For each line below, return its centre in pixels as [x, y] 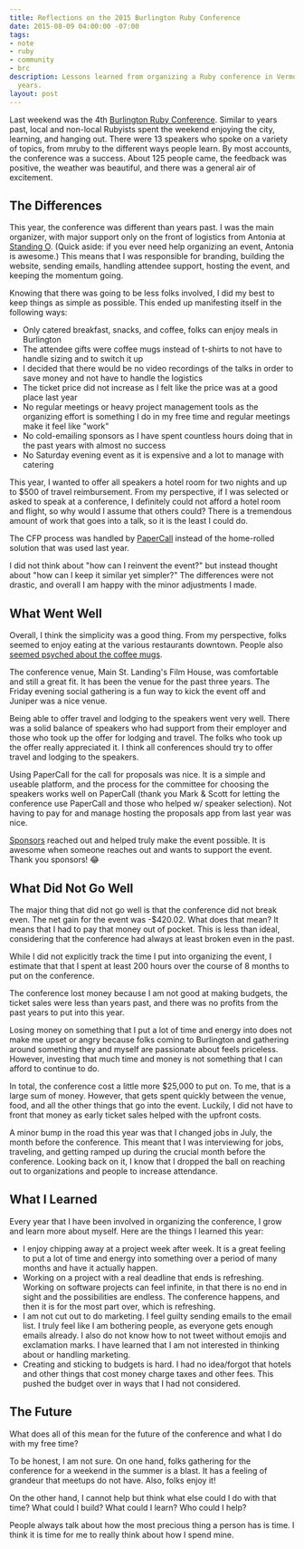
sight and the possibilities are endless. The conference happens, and [151, 1296]
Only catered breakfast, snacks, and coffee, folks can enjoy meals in [150, 330]
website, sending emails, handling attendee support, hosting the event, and [150, 266]
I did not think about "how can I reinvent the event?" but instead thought [144, 566]
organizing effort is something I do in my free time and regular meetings [157, 417]
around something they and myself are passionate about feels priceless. [144, 1049]
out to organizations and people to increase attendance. [114, 1171]
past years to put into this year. [67, 1012]
